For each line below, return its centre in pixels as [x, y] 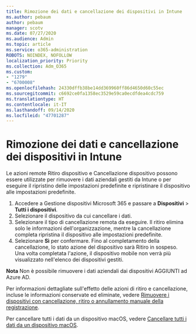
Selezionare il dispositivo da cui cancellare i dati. [73, 216]
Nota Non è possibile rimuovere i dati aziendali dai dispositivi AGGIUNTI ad [97, 271]
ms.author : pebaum [28, 17]
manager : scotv [25, 28]
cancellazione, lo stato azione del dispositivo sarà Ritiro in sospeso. [96, 247]
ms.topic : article [28, 45]
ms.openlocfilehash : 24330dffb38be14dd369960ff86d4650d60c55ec [85, 88]
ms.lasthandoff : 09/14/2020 [40, 110]
